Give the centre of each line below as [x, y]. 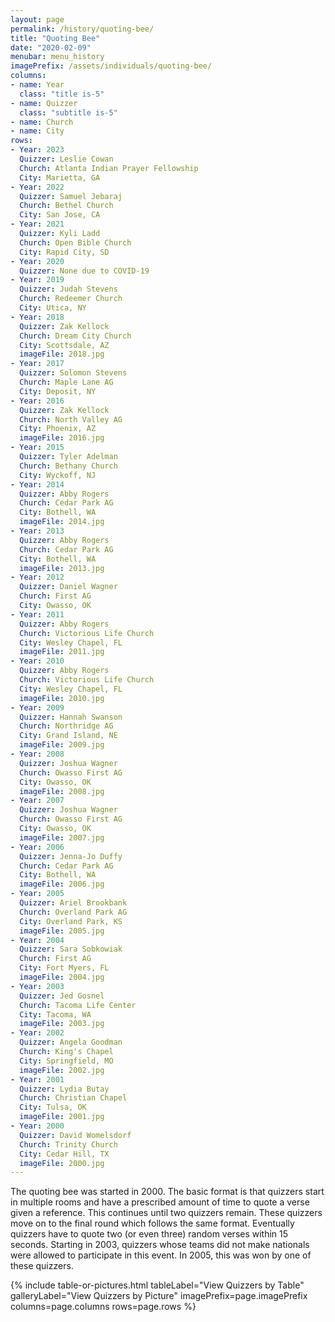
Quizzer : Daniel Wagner [68, 587]
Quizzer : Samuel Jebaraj [71, 196]
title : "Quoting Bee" [55, 38]
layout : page [37, 19]
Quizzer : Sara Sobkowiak [71, 949]
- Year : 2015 [37, 447]
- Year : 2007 [37, 801]
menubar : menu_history [57, 57]
